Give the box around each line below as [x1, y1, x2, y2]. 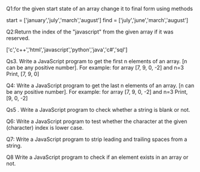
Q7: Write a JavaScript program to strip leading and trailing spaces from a [6, 136, 187, 143]
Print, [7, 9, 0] [6, 70, 40, 77]
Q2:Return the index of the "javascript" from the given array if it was [6, 28, 174, 35]
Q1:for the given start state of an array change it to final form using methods [6, 5, 193, 12]
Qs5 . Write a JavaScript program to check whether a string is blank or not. [6, 106, 190, 113]
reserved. [6, 35, 30, 41]
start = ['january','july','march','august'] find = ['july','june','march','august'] [6, 17, 189, 23]
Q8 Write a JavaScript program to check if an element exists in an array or [6, 153, 189, 161]
